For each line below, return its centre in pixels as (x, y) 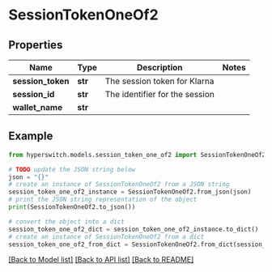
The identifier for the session (159, 94)
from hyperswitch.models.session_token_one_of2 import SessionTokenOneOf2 (137, 155)
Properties (36, 45)
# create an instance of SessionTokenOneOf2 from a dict (106, 236)
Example (31, 136)
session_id (34, 94)
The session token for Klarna (159, 81)
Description (160, 68)
